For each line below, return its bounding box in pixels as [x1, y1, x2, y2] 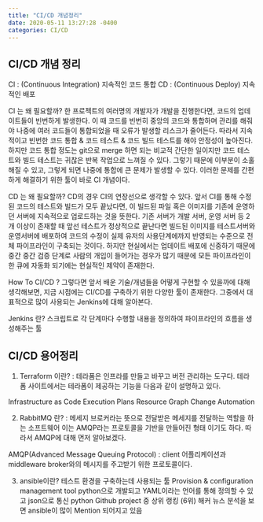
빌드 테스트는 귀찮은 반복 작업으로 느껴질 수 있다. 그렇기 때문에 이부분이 [22, 155, 241, 165]
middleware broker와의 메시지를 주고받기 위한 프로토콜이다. [8, 460, 192, 468]
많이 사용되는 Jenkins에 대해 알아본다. [35, 297, 153, 307]
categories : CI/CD [8, 26, 68, 34]
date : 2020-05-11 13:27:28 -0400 [8, 19, 118, 27]
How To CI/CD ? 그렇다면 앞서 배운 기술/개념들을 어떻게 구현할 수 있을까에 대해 [8, 277, 250, 287]
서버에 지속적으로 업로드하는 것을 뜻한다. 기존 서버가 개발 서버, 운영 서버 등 [16, 212, 245, 221]
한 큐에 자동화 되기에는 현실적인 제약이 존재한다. [8, 261, 155, 270]
